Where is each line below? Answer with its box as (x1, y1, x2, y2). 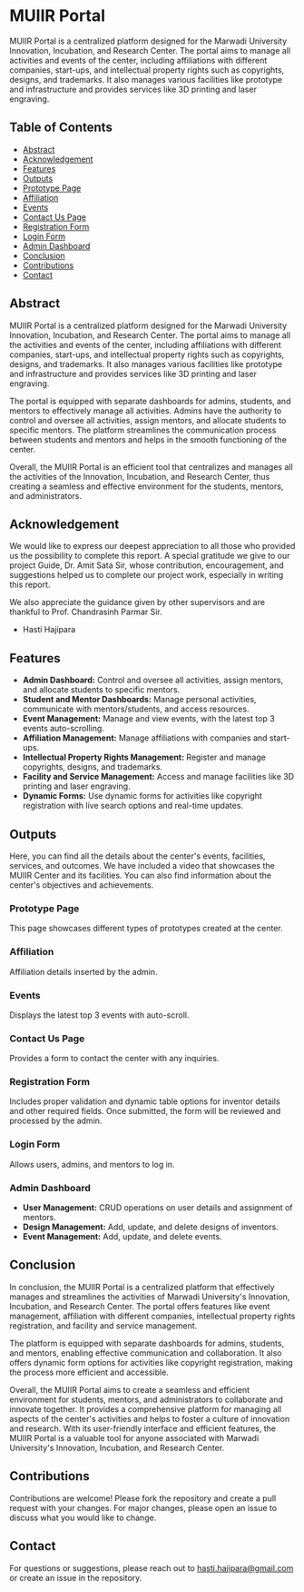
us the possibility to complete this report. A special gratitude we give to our (9, 551, 290, 562)
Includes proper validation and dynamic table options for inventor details (9, 1096, 280, 1107)
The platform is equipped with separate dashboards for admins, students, (9, 1338, 284, 1348)
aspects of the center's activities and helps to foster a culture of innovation (9, 1413, 290, 1424)
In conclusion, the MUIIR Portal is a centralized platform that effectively (9, 1281, 275, 1292)
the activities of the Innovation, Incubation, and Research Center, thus (9, 471, 270, 482)
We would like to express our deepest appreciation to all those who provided (9, 541, 296, 552)
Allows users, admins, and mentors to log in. (9, 1159, 175, 1169)
